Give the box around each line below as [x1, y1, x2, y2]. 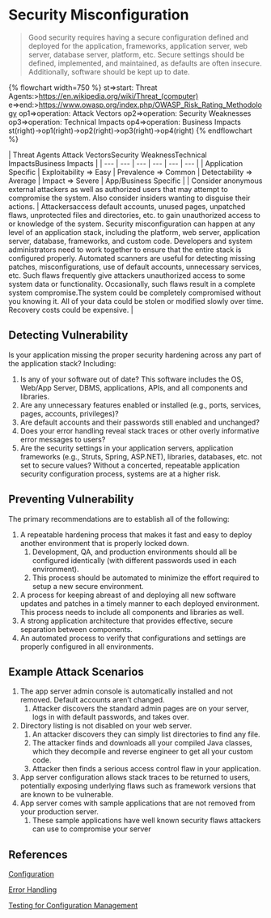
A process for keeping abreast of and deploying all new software [19, 590, 236, 600]
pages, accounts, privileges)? [19, 408, 119, 418]
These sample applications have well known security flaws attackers [32, 816, 261, 826]
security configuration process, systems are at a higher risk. [19, 468, 221, 479]
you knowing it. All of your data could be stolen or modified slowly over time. [8, 296, 264, 305]
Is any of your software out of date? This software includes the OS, [19, 374, 244, 384]
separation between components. [19, 624, 133, 634]
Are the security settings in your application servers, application [19, 443, 234, 453]
